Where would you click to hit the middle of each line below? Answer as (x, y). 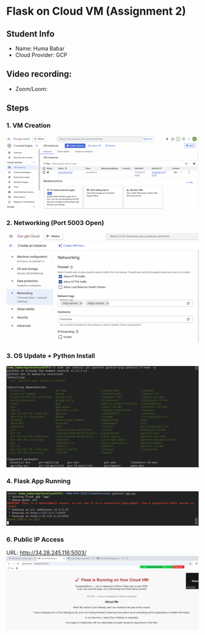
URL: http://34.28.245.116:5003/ (46, 553)
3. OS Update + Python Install (51, 356)
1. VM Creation (28, 125)
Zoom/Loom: (31, 89)
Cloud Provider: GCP (41, 55)
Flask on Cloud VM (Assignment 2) (96, 11)
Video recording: (39, 74)
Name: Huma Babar (40, 48)
